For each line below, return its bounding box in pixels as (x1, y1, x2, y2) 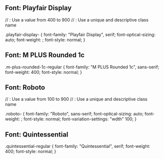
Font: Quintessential (5, 130, 69, 138)
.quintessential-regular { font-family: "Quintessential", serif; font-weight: (5, 143, 151, 149)
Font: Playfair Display (5, 4, 72, 12)
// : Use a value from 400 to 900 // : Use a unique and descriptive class (5, 17, 149, 23)
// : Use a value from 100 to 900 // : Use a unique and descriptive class (5, 96, 148, 102)
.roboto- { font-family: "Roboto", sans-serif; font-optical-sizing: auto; (5, 111, 144, 117)
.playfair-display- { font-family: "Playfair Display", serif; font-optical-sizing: (5, 31, 156, 37)
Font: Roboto (5, 83, 46, 92)
